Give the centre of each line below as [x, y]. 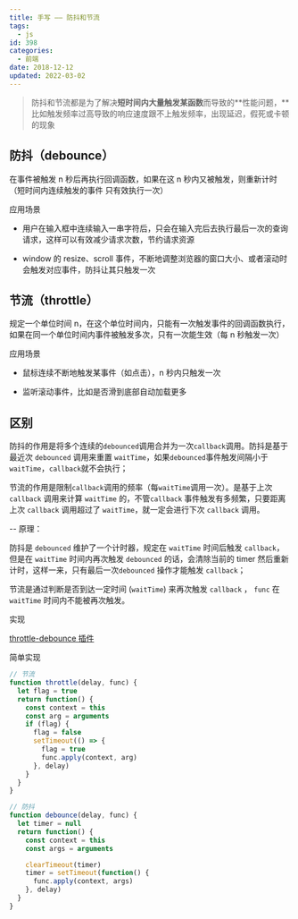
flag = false [57, 733]
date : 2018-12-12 [41, 68]
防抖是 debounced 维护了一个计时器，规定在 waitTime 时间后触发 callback [143, 548]
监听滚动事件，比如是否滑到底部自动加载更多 [104, 392]
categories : [31, 51]
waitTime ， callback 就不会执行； [69, 468]
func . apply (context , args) [83, 881]
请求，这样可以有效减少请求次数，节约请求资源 [108, 239]
